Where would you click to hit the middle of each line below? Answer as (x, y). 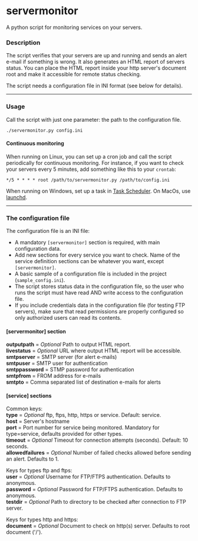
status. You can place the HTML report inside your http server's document (96, 68)
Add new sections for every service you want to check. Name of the (97, 255)
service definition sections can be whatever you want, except (89, 261)
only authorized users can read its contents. (68, 318)
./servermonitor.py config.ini (44, 130)
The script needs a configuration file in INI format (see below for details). (95, 86)
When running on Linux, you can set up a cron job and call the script (89, 156)
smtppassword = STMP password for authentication (70, 370)
